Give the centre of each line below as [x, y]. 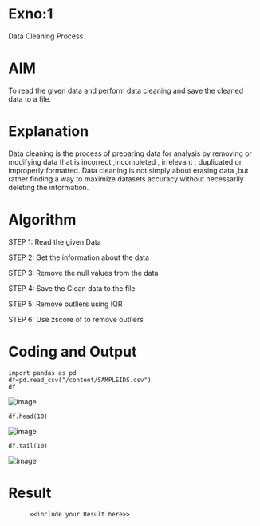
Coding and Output [73, 351]
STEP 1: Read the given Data [55, 241]
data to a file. [30, 99]
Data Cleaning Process [46, 36]
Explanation [49, 131]
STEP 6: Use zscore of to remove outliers [76, 319]
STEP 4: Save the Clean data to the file [72, 288]
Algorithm [42, 220]
